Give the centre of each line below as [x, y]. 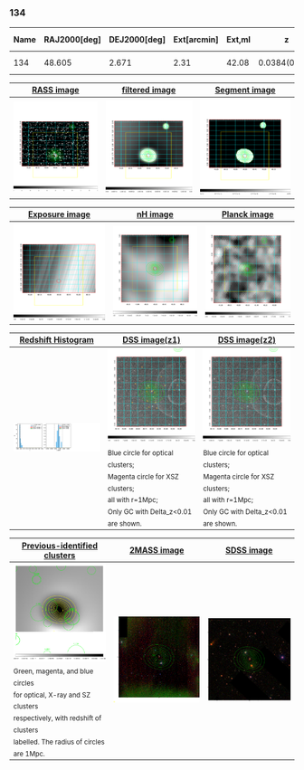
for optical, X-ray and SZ [52, 695]
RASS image [55, 90]
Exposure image [59, 214]
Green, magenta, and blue [53, 671]
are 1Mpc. [29, 754]
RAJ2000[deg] [72, 40]
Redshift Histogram [57, 340]
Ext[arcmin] [196, 40]
